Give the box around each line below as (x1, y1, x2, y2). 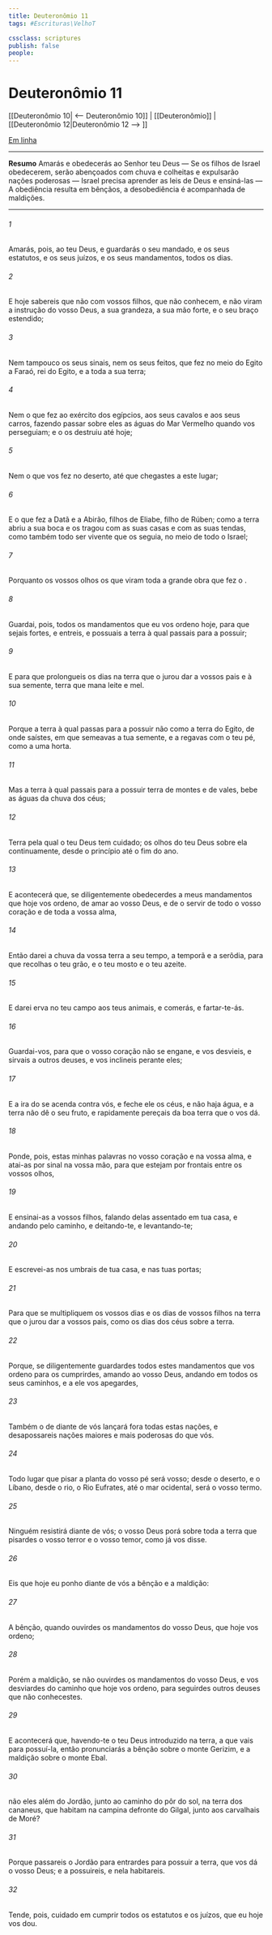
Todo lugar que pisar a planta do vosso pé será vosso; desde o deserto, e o (8, 1473, 261, 1483)
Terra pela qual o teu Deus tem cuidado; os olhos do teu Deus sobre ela (8, 837, 248, 847)
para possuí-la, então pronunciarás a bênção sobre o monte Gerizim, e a (8, 1744, 251, 1753)
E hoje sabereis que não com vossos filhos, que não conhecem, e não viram (8, 297, 263, 307)
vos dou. (8, 1918, 38, 1928)
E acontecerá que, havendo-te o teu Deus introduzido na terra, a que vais (8, 1735, 253, 1745)
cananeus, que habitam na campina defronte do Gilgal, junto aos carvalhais (8, 1805, 261, 1815)
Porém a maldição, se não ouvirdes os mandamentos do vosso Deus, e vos (8, 1675, 259, 1684)
